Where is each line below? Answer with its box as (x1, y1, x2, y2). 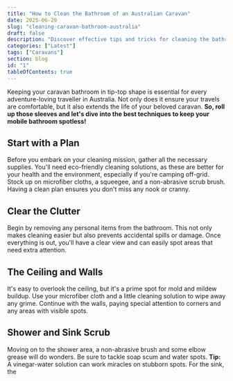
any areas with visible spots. (7, 307, 89, 315)
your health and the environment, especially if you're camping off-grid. (7, 170, 209, 179)
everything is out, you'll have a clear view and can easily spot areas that (7, 238, 213, 247)
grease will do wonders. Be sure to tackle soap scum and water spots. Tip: (7, 352, 221, 361)
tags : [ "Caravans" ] (7, 49, 64, 56)
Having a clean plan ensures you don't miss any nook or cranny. (7, 185, 191, 193)
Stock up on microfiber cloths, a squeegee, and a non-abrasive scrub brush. (7, 178, 225, 186)
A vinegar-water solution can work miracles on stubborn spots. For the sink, (7, 359, 224, 368)
